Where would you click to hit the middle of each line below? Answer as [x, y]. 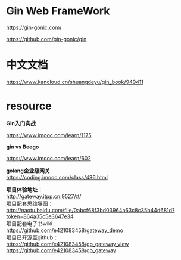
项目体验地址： [24, 190]
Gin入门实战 [21, 123]
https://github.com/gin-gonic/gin [46, 39]
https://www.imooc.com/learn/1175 [49, 135]
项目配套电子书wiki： [32, 223]
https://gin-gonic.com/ [34, 27]
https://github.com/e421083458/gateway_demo [65, 230]
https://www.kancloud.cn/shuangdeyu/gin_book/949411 [75, 82]
